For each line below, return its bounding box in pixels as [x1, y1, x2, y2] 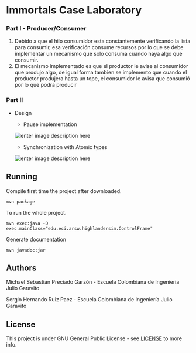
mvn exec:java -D [6, 220, 49, 226]
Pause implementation [23, 121, 77, 128]
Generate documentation [6, 236, 66, 243]
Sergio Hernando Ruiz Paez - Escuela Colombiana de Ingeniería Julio [6, 296, 173, 303]
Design [14, 109, 32, 116]
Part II [6, 96, 23, 104]
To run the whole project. [6, 209, 67, 216]
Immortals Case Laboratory [6, 4, 142, 17]
